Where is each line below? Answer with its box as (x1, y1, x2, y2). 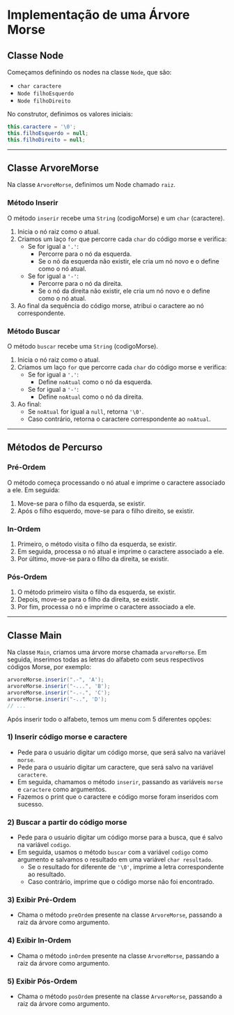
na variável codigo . (17, 841, 72, 849)
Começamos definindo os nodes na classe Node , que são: (7, 68, 172, 76)
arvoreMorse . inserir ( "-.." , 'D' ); (7, 696, 108, 703)
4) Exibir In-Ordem (7, 936, 72, 945)
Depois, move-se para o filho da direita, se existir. (17, 595, 160, 604)
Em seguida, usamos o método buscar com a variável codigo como (17, 848, 209, 857)
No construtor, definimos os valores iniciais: (7, 110, 134, 118)
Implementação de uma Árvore (7, 7, 190, 23)
